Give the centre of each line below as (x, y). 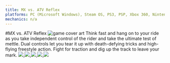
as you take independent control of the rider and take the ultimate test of (81, 38)
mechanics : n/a (21, 19)
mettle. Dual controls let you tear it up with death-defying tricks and (76, 44)
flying (11, 49)
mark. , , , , (25, 55)
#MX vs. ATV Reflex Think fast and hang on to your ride (82, 33)
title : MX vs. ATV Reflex (32, 10)
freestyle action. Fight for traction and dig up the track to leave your (89, 49)
